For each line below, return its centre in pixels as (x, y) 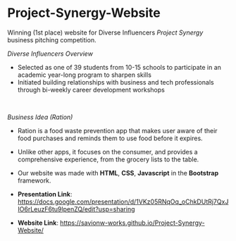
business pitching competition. (52, 39)
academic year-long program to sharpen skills (84, 75)
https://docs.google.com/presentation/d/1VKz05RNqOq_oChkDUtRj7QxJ (123, 202)
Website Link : (38, 223)
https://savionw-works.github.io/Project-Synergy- (132, 223)
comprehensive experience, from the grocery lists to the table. (108, 159)
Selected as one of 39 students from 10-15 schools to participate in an (119, 67)
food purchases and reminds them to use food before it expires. (110, 138)
